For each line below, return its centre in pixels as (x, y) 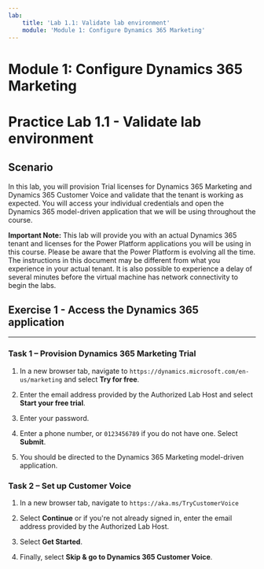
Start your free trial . (52, 403)
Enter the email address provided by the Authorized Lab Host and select (136, 394)
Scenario (31, 167)
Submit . (33, 442)
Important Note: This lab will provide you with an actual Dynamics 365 (123, 235)
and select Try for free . (102, 379)
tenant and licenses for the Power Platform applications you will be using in (130, 243)
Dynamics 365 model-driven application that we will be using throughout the (132, 211)
